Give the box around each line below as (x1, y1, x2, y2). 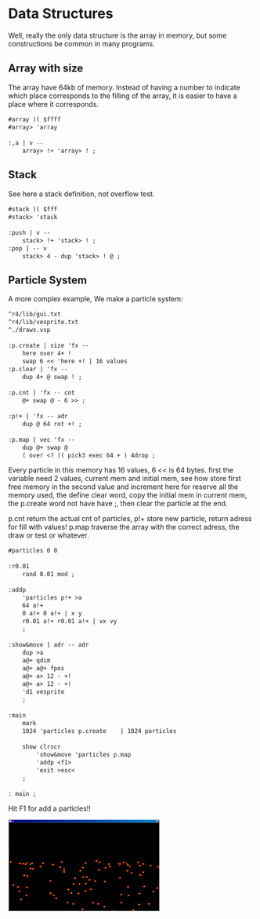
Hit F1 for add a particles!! (8, 804, 92, 813)
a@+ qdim (22, 657, 51, 665)
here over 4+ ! (22, 350, 72, 358)
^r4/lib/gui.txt (8, 311, 61, 319)
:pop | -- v (8, 244, 47, 252)
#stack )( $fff (8, 205, 58, 213)
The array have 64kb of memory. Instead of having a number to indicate (8, 82, 240, 92)
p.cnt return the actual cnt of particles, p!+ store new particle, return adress (8, 514, 252, 523)
